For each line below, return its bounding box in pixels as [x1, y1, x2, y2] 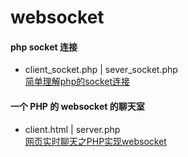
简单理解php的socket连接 [24, 76, 131, 88]
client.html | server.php [24, 123, 121, 135]
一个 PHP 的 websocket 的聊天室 [10, 100, 145, 112]
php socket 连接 [10, 41, 78, 53]
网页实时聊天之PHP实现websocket [24, 135, 167, 147]
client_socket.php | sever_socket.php [24, 64, 178, 76]
